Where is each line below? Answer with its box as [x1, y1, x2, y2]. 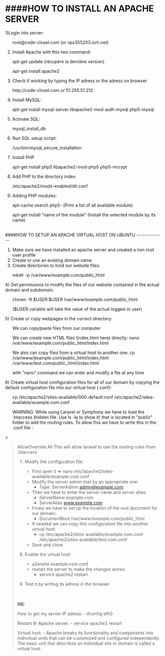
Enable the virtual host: [24, 551, 71, 557]
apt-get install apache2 [12, 68, 60, 74]
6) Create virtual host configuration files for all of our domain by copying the [5, 379, 160, 385]
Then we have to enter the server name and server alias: [32, 489, 147, 495]
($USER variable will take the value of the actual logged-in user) [12, 306, 143, 312]
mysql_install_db [12, 126, 46, 131]
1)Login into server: [5, 30, 44, 36]
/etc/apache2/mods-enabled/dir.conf [12, 183, 88, 189]
